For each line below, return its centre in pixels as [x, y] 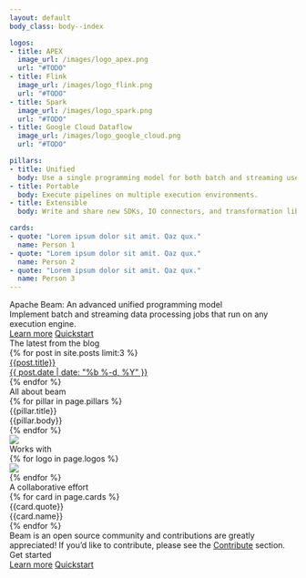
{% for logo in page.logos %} [64, 459]
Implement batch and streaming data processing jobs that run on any [139, 314]
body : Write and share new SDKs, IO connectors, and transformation [150, 212]
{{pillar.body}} [36, 421]
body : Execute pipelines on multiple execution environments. [138, 195]
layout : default [40, 18]
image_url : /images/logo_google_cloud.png [99, 136]
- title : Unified [42, 169]
